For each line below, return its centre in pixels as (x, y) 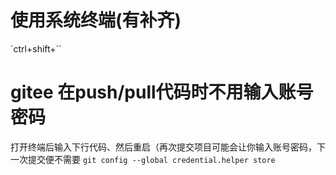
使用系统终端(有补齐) (96, 20)
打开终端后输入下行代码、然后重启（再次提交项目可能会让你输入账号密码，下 (168, 147)
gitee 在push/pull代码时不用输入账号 (162, 92)
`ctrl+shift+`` (36, 48)
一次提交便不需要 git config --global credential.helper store (143, 159)
